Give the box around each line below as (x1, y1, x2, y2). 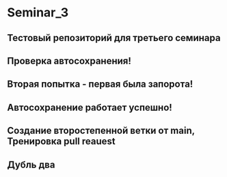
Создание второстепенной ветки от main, (7, 125, 195, 137)
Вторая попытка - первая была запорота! (7, 79, 193, 90)
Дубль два (7, 159, 55, 170)
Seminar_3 (7, 5, 69, 21)
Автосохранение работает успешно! (7, 101, 172, 113)
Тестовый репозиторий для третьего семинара (7, 32, 221, 44)
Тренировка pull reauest (7, 135, 116, 148)
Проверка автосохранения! (7, 55, 131, 66)
